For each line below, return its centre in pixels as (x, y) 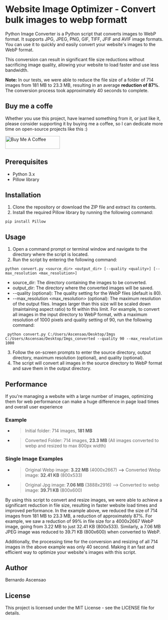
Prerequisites (27, 162)
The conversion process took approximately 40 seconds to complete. (77, 90)
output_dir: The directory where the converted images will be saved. (83, 288)
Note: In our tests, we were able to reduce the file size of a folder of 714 (79, 80)
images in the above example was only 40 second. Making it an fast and (80, 547)
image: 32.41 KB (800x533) (54, 475)
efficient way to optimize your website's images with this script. (71, 552)
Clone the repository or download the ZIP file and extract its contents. (85, 207)
